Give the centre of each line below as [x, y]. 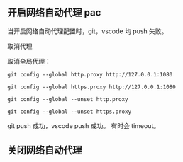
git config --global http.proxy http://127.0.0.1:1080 [90, 74]
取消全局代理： [29, 61]
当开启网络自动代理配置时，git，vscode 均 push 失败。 [88, 31]
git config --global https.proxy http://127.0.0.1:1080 [91, 87]
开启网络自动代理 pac [54, 13]
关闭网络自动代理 [45, 150]
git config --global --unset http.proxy [68, 99]
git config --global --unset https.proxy [70, 112]
